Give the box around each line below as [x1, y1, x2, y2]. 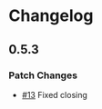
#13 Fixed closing [21, 89, 88, 100]
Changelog [8, 5, 94, 26]
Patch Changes [8, 69, 78, 82]
